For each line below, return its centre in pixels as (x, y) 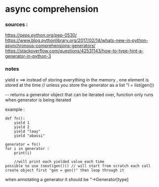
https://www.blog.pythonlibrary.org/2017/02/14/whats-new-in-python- (77, 40)
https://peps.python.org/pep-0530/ (41, 35)
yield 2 (22, 127)
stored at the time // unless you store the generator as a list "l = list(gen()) (80, 85)
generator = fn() (23, 144)
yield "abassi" (30, 136)
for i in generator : (27, 149)
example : (15, 109)
